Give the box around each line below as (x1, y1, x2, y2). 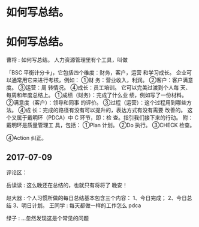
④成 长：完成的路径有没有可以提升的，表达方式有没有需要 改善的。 (17, 106, 186, 114)
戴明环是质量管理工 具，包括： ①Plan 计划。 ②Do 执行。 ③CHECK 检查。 (6, 121, 195, 129)
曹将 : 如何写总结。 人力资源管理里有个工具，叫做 (6, 56, 128, 64)
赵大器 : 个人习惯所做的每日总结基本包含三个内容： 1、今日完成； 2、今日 (6, 194, 188, 201)
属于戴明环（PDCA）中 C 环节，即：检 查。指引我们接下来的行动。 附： (16, 114, 194, 121)
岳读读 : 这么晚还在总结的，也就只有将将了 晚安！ (6, 181, 128, 189)
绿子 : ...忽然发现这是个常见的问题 (6, 214, 89, 222)
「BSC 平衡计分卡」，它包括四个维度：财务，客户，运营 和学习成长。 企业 (6, 69, 187, 76)
